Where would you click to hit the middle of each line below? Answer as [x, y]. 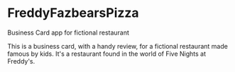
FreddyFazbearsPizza [73, 13]
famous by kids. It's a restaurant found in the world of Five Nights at [107, 54]
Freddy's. [21, 61]
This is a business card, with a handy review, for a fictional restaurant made [118, 46]
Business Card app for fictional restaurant [69, 32]
